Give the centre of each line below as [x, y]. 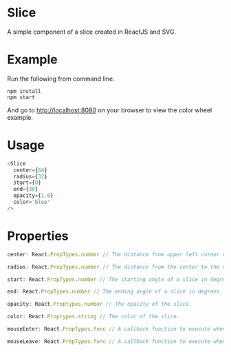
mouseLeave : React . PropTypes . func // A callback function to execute [109, 341]
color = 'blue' [32, 202]
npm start [21, 97]
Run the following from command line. [61, 79]
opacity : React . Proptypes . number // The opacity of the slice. [100, 304]
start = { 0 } [27, 183]
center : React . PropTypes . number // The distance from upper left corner [113, 254]
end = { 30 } [26, 189]
